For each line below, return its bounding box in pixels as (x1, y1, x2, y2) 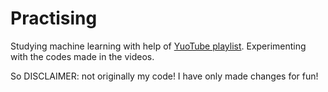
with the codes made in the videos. (10, 50, 155, 62)
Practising (10, 7, 98, 30)
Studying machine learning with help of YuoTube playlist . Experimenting (10, 40, 307, 52)
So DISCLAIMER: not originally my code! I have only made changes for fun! (10, 70, 319, 82)
